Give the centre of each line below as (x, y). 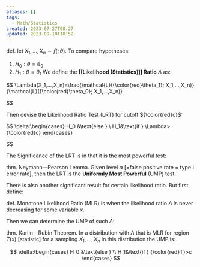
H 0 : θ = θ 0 (29, 65)
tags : (13, 17)
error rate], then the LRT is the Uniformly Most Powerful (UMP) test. (91, 174)
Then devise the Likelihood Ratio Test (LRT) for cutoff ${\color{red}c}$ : (95, 114)
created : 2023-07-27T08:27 (40, 28)
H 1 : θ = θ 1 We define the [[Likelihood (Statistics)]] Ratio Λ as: (93, 72)
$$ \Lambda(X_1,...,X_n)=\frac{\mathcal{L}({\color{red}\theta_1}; (85, 85)
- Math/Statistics (35, 23)
